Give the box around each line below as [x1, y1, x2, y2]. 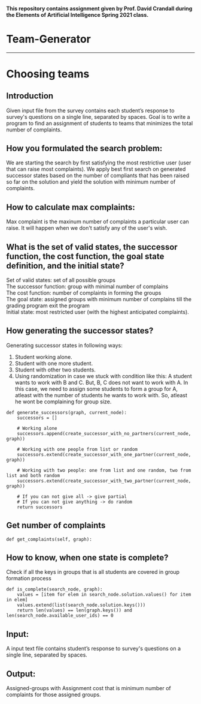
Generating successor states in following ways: [6, 341, 123, 349]
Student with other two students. [14, 366, 96, 373]
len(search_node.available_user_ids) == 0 [6, 613, 114, 619]
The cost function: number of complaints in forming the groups [6, 289, 162, 296]
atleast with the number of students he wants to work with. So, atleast [14, 391, 187, 399]
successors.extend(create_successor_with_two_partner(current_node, [17, 478, 191, 484]
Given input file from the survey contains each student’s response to [6, 107, 175, 114]
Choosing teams [6, 67, 90, 80]
